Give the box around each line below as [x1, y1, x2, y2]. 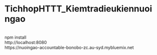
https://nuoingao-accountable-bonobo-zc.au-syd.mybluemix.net [4, 44, 134, 50]
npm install [4, 34, 27, 40]
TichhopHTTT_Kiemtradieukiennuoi [4, 3, 152, 14]
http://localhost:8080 [4, 39, 47, 45]
